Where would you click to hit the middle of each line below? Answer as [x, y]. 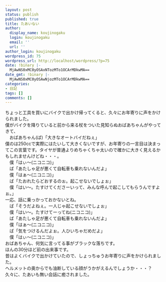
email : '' [20, 42]
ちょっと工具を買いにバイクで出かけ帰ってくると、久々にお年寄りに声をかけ [83, 113]
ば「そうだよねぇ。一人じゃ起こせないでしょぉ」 [59, 206]
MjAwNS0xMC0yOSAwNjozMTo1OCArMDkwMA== [50, 79]
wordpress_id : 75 [23, 56]
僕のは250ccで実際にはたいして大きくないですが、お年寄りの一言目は [77, 144]
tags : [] [14, 93]
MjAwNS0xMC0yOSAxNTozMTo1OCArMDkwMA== [50, 70]
